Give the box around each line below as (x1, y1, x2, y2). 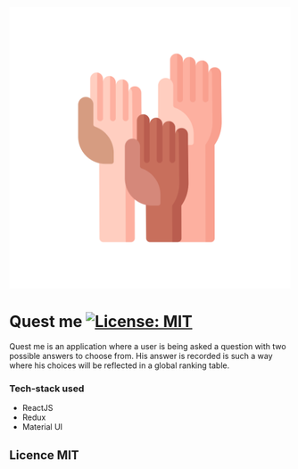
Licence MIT (9, 448, 79, 463)
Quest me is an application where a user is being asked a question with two (9, 340, 287, 351)
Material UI (21, 422, 63, 432)
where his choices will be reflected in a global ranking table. (9, 360, 230, 371)
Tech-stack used (9, 382, 85, 395)
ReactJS (21, 403, 54, 414)
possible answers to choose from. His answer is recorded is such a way (9, 350, 274, 361)
